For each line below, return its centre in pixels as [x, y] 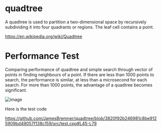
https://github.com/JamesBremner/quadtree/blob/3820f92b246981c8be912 [81, 118]
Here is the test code [26, 109]
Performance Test [42, 56]
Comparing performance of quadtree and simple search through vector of [79, 69]
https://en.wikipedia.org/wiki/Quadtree [44, 36]
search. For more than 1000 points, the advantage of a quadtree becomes [79, 85]
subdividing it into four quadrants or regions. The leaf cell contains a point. [80, 27]
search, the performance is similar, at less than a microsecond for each [76, 80]
